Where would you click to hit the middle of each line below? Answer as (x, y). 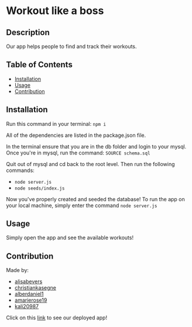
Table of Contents (40, 65)
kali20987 (27, 307)
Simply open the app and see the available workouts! (70, 237)
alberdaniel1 (29, 294)
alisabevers (28, 281)
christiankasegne (35, 288)
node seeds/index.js (40, 188)
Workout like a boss (55, 11)
